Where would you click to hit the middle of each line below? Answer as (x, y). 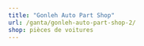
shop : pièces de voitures (51, 30)
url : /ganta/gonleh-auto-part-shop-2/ (72, 23)
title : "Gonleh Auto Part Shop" (61, 15)
